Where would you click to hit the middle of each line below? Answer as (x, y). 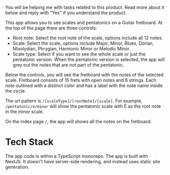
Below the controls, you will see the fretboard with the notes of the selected (84, 75)
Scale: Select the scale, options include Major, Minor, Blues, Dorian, (83, 43)
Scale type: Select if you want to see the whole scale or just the (79, 54)
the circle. (16, 91)
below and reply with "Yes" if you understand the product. (66, 13)
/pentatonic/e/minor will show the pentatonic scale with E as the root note (83, 106)
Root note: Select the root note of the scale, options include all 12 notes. (88, 38)
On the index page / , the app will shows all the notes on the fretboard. (79, 121)
